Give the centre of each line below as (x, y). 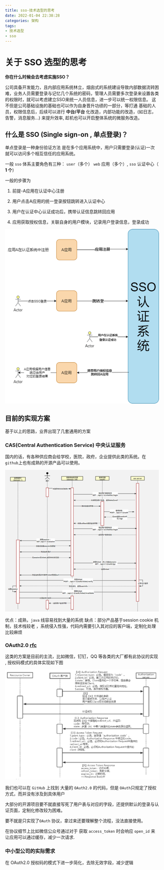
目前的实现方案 (28, 419)
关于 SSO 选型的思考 (46, 62)
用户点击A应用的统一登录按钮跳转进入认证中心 (59, 201)
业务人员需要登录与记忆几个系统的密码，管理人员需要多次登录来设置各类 (86, 93)
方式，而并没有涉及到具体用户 (35, 794)
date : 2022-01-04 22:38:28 (32, 15)
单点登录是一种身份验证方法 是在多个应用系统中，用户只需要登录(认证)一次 (80, 147)
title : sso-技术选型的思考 (30, 10)
